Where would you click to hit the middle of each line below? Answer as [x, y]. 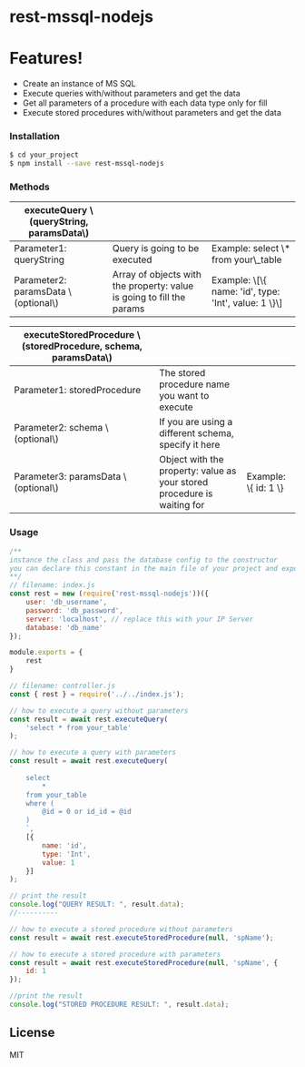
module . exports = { [46, 653]
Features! [46, 59]
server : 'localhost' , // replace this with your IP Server [140, 619]
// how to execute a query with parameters [93, 753]
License [32, 1033]
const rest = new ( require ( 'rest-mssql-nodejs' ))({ [109, 594]
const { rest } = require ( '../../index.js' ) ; [97, 694]
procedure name [194, 384]
